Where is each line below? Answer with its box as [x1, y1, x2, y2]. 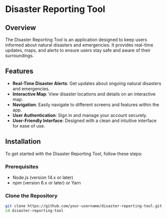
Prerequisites [5, 163, 38, 170]
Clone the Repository [5, 192, 58, 199]
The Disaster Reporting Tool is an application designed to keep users [5, 36, 147, 42]
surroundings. [5, 52, 34, 58]
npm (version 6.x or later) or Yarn [12, 179, 81, 185]
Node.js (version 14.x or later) [12, 174, 73, 180]
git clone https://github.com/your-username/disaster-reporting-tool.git [5, 203, 162, 208]
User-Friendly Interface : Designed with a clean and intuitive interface [12, 117, 156, 123]
